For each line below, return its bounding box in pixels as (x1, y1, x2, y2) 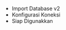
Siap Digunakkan (11, 18, 53, 24)
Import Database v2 (11, 5, 60, 12)
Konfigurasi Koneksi (11, 11, 61, 18)
